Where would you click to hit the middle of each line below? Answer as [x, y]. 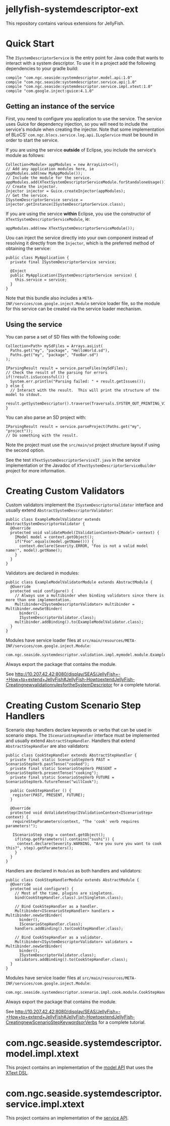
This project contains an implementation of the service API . [67, 1118]
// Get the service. [27, 195]
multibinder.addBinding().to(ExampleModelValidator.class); [79, 622]
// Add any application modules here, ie [50, 169]
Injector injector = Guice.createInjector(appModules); [66, 191]
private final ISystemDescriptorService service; [63, 262]
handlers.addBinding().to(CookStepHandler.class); [69, 929]
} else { [15, 386]
